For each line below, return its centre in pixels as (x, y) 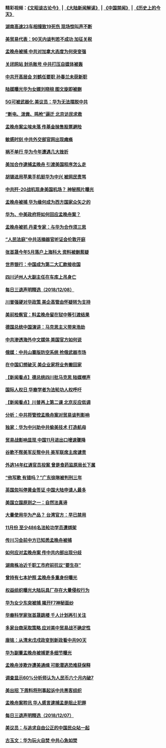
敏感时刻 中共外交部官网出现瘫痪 (39, 139)
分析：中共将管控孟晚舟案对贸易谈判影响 (47, 414)
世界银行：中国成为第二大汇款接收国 (43, 264)
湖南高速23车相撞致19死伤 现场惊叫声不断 (49, 27)
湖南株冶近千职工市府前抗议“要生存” (43, 565)
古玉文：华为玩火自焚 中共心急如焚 (41, 740)
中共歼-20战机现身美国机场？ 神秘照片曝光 (50, 189)
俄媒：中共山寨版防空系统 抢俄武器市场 (46, 352)
